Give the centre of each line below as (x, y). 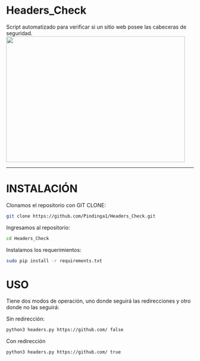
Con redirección (26, 341)
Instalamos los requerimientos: (44, 250)
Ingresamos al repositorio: (38, 228)
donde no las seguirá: (33, 307)
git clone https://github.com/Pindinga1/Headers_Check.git (81, 216)
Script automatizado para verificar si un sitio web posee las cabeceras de (96, 27)
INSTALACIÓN (42, 189)
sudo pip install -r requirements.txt (54, 261)
